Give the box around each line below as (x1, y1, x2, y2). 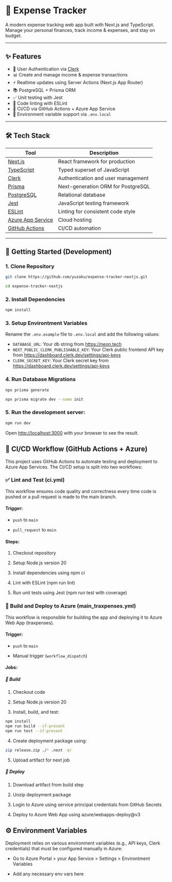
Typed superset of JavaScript (58, 166, 130, 173)
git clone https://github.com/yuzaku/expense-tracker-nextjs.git (5, 275, 147, 280)
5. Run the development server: (5, 409, 85, 416)
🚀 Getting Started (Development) (5, 247, 112, 256)
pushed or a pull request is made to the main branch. (5, 494, 117, 500)
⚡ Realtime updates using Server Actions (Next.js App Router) (12, 79, 143, 85)
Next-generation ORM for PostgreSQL (58, 183, 150, 190)
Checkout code (12, 689, 46, 695)
